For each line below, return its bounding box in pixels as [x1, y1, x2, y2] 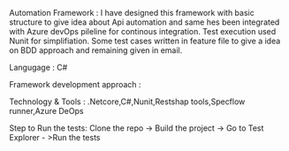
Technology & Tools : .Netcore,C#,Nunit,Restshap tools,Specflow [9, 96, 246, 107]
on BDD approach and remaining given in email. [9, 45, 183, 56]
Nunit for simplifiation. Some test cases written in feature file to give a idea [9, 35, 281, 46]
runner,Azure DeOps [9, 106, 84, 116]
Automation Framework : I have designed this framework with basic [9, 8, 255, 18]
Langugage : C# [9, 62, 68, 72]
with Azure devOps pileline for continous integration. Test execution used [9, 26, 277, 36]
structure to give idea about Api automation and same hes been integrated [9, 17, 280, 27]
